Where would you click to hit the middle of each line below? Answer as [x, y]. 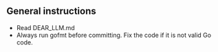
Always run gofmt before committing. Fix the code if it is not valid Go [113, 35]
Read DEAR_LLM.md [45, 27]
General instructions [52, 11]
